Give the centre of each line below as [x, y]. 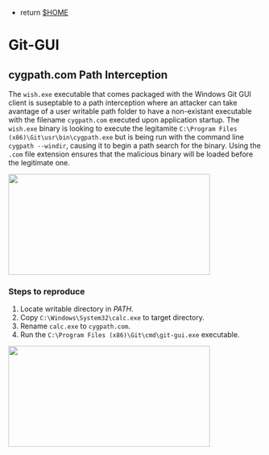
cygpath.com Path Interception [88, 75]
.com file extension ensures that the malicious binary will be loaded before [131, 154]
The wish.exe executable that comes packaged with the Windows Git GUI [130, 94]
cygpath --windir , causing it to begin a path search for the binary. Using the [135, 146]
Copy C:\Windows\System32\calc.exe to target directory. [112, 318]
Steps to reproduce [47, 291]
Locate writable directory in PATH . [77, 309]
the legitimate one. [39, 163]
